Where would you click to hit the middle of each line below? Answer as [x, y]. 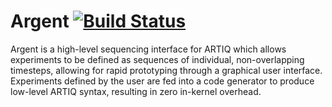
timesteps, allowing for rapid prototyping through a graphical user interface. [166, 70]
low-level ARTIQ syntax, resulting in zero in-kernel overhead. [136, 91]
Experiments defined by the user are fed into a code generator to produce [162, 81]
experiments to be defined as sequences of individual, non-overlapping [157, 59]
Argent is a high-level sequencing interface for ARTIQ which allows [148, 49]
